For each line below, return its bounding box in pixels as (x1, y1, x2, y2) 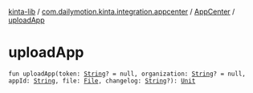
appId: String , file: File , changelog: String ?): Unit (8, 76, 196, 85)
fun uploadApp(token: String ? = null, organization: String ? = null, (8, 70, 247, 78)
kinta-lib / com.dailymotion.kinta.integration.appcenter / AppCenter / (8, 7, 235, 16)
